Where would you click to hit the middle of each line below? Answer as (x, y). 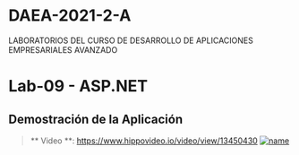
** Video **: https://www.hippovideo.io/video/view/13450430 (144, 141)
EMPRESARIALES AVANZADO (63, 49)
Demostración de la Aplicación (96, 119)
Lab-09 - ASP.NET (78, 86)
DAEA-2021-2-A (70, 16)
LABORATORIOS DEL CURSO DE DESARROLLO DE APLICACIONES (131, 40)
